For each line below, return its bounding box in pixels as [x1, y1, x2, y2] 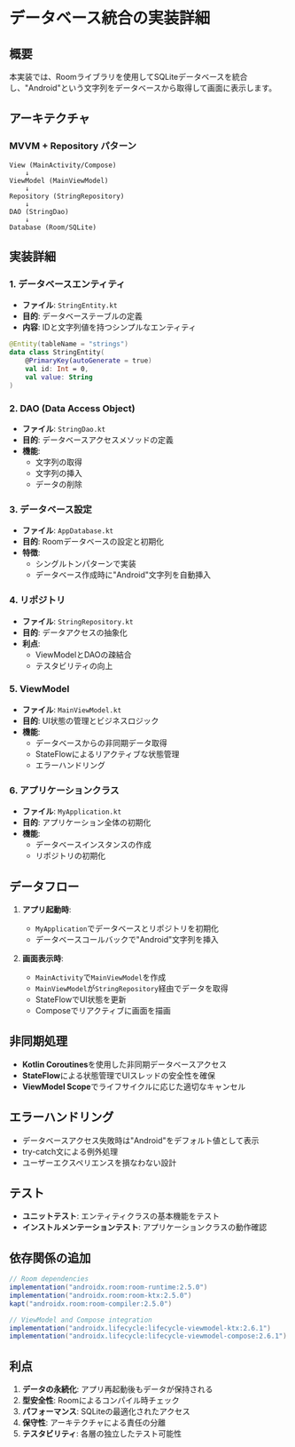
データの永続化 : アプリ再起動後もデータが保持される [21, 1384, 213, 1395]
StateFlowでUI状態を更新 [35, 994, 127, 1005]
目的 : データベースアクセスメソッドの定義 [21, 434, 175, 445]
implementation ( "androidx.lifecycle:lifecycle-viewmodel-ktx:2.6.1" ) [9, 1324, 272, 1332]
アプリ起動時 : [21, 903, 72, 915]
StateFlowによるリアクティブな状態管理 [35, 748, 180, 759]
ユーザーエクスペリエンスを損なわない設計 [21, 1157, 177, 1168]
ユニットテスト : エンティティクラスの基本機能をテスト [21, 1211, 220, 1221]
